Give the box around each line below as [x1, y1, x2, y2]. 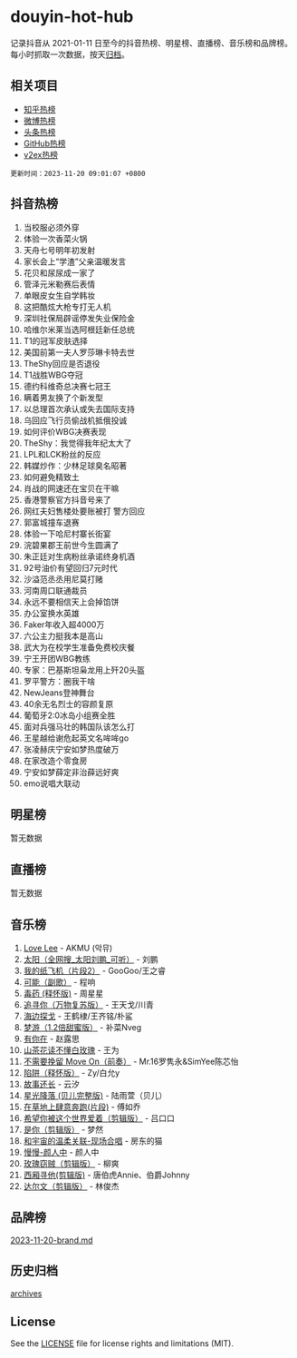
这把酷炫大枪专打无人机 [23, 301, 111, 312]
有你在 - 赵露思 [23, 1033, 81, 1044]
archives [10, 1287, 43, 1299]
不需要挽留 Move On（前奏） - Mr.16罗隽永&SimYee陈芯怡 [23, 1056, 239, 1067]
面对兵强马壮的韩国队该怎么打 [23, 721, 135, 732]
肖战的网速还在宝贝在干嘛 [23, 483, 120, 494]
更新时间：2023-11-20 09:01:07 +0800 [10, 169, 146, 178]
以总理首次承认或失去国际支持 [23, 403, 135, 414]
